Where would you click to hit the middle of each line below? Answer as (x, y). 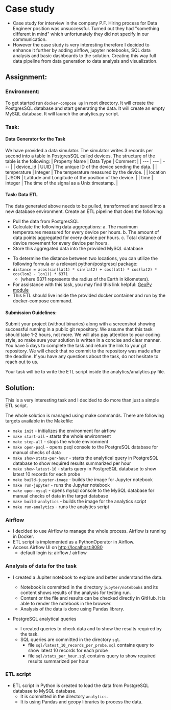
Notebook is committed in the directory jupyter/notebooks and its (89, 587)
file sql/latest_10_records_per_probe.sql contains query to (91, 645)
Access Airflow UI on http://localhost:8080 (58, 548)
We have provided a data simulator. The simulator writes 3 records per (79, 150)
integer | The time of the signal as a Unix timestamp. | (62, 183)
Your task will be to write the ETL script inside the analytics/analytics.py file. (85, 372)
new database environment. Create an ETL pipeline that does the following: (84, 211)
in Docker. (23, 536)
